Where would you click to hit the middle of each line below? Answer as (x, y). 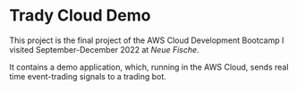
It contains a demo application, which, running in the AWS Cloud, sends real (149, 67)
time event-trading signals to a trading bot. (88, 76)
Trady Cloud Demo (80, 16)
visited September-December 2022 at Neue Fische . (104, 49)
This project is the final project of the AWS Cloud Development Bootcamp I (147, 40)
